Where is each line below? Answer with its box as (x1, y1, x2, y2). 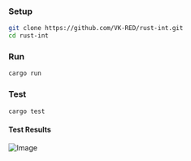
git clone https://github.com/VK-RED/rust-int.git (8, 24, 184, 33)
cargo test (8, 107, 46, 115)
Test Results (8, 124, 51, 134)
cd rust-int (8, 32, 49, 40)
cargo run (8, 69, 42, 78)
